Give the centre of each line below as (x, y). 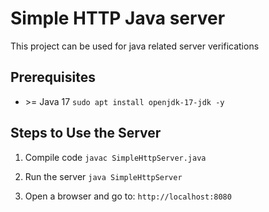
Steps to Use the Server (86, 133)
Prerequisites (53, 77)
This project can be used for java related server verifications (135, 46)
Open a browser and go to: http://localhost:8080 (128, 196)
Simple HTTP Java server (118, 18)
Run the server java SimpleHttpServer (103, 176)
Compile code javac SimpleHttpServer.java (115, 157)
